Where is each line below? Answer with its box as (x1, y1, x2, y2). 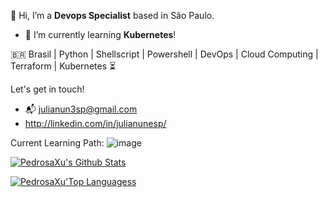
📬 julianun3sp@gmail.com (24, 103, 138, 115)
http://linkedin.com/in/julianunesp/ (24, 118, 167, 129)
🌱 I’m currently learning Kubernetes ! (24, 29, 177, 40)
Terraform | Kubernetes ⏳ (10, 60, 117, 72)
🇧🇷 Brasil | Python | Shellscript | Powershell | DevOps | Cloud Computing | (10, 48, 319, 60)
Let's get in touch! (10, 83, 85, 95)
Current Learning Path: (10, 137, 105, 149)
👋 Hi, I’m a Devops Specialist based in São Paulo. (10, 10, 215, 21)
